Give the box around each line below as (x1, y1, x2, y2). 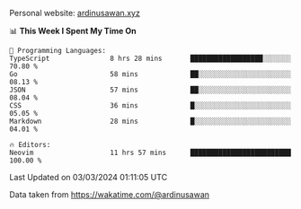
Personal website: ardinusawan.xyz (9, 8, 141, 18)
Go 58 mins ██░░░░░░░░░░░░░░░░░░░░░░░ (9, 70, 292, 79)
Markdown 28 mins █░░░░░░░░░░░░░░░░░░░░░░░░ (9, 117, 292, 126)
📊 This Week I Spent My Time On (9, 26, 137, 36)
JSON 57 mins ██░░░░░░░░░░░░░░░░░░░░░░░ (9, 85, 292, 94)
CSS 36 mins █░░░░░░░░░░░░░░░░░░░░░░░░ (9, 101, 292, 110)
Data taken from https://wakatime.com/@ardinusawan (9, 189, 209, 200)
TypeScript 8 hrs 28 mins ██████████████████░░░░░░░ (9, 54, 292, 63)
